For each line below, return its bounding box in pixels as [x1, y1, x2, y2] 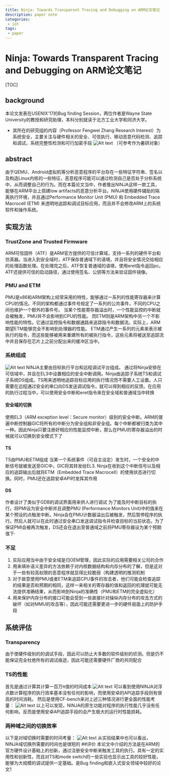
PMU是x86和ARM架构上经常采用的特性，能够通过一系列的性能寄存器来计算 [5, 294, 161, 300]
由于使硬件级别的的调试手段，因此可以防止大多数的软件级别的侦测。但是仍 [5, 651, 159, 657]
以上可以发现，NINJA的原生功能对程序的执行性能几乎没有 [36, 702, 155, 708]
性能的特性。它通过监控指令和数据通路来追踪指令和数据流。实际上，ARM [9, 319, 161, 325]
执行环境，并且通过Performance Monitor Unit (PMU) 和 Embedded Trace [9, 194, 160, 200]
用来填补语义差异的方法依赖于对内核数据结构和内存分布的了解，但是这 [12, 563, 158, 569]
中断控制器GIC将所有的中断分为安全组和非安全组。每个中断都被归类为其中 [9, 420, 163, 427]
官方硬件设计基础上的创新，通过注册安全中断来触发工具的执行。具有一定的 [5, 747, 159, 753]
